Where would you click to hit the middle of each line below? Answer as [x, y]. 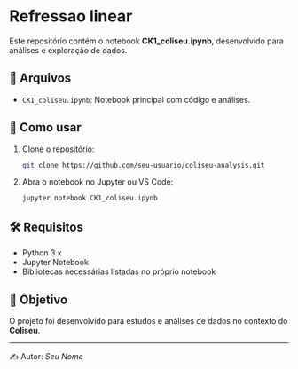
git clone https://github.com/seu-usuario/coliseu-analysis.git [143, 165]
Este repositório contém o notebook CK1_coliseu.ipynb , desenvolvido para [146, 41]
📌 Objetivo [39, 299]
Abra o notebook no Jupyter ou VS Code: [98, 182]
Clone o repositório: [58, 149]
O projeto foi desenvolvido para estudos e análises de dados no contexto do [149, 320]
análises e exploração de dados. [68, 50]
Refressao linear [71, 16]
